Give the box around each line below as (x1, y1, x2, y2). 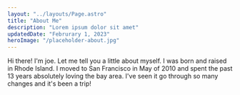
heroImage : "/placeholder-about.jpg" (7, 37, 120, 44)
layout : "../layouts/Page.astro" (7, 10, 107, 18)
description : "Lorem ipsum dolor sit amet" (7, 24, 139, 31)
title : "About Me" (7, 17, 62, 24)
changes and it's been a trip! (7, 79, 91, 88)
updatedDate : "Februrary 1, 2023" (7, 30, 111, 38)
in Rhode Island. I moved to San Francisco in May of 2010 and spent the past (7, 64, 233, 73)
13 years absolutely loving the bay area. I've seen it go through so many (7, 72, 219, 81)
